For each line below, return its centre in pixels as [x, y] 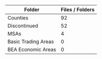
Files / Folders [77, 10]
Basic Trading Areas [31, 42]
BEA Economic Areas [32, 49]
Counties [18, 18]
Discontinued [23, 26]
